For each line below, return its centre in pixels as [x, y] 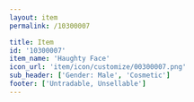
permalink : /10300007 [50, 26]
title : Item [31, 42]
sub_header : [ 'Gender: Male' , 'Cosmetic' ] [90, 76]
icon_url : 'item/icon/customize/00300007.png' [98, 67]
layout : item [34, 17]
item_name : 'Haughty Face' [60, 59]
